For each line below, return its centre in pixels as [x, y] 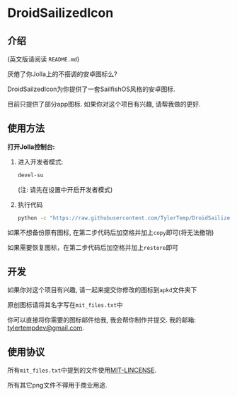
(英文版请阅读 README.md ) [44, 59]
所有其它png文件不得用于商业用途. [57, 385]
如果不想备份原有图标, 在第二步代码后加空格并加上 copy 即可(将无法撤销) [111, 232]
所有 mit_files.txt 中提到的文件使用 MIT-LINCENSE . [82, 370]
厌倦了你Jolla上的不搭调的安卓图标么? [63, 74]
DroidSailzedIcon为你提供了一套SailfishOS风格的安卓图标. [91, 89]
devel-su [30, 175]
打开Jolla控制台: [31, 147]
